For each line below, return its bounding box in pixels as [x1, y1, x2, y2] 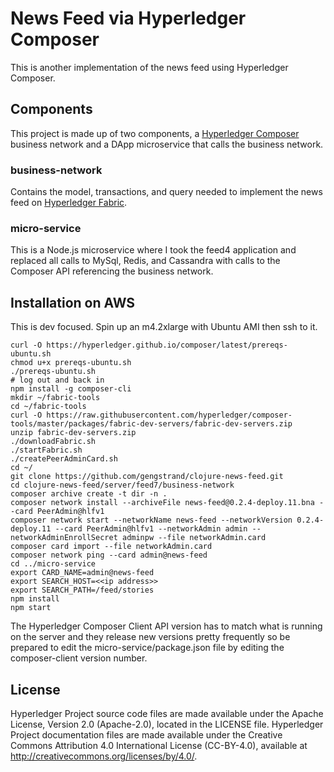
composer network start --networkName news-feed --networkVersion [10, 515, 293, 526]
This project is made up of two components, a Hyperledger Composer [10, 127, 300, 139]
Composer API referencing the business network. [10, 265, 214, 277]
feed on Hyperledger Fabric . [10, 197, 128, 209]
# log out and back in [10, 375, 105, 386]
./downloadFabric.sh [10, 437, 97, 447]
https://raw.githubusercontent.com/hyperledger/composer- [46, 410, 293, 421]
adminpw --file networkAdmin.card [121, 533, 267, 543]
